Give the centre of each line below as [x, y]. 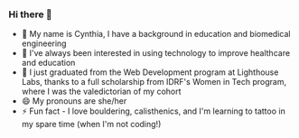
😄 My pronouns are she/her [74, 101]
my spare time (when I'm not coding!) [91, 124]
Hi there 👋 [31, 14]
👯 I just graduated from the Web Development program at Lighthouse [150, 72]
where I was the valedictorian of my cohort [101, 92]
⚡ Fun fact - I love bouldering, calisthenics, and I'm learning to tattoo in [153, 111]
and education [48, 63]
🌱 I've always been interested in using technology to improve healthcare [156, 53]
